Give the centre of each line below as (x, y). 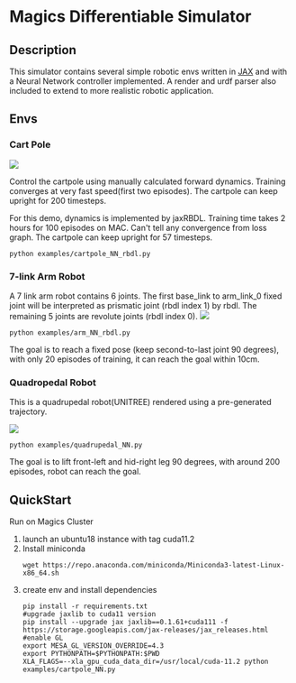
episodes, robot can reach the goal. (75, 472)
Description (43, 50)
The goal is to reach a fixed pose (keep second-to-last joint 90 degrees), (144, 349)
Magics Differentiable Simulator (130, 17)
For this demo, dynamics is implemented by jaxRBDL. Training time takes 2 (148, 217)
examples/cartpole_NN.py (69, 669)
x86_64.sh (41, 573)
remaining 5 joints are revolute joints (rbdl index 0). (103, 316)
